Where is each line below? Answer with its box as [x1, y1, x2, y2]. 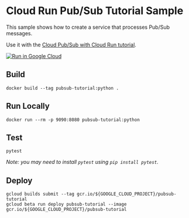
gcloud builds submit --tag [6, 191, 75, 197]
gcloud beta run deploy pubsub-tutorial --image [6, 202, 127, 207]
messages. [6, 29, 33, 36]
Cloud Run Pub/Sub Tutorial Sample [6, 4, 184, 18]
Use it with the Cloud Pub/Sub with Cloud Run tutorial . [6, 41, 136, 48]
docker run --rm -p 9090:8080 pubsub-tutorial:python [6, 116, 140, 123]
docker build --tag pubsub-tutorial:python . [6, 85, 119, 91]
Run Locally [6, 101, 50, 111]
